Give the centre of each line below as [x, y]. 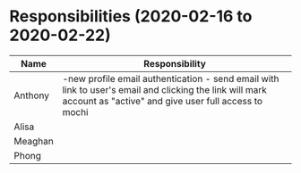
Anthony [31, 95]
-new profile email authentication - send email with [171, 78]
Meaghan [34, 141]
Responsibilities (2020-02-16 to [131, 16]
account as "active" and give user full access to [162, 101]
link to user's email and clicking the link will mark [164, 89]
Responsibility [174, 63]
